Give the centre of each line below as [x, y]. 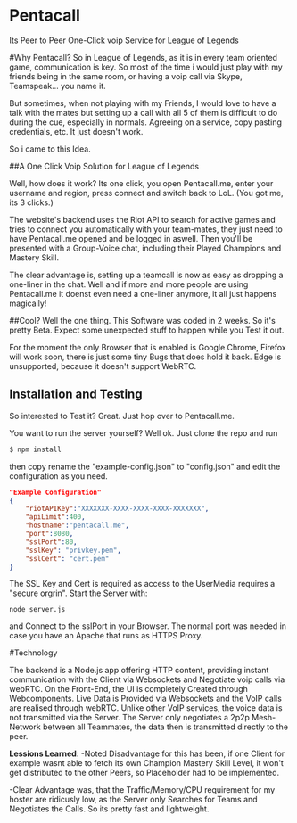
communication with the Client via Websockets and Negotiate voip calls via [147, 679]
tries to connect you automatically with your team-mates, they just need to [146, 229]
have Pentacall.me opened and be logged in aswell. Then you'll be [131, 238]
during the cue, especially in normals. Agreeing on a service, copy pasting [146, 122]
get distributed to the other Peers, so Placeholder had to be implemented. [144, 773]
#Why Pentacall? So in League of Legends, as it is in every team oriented [144, 57]
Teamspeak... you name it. [58, 86]
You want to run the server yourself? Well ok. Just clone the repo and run [144, 432]
